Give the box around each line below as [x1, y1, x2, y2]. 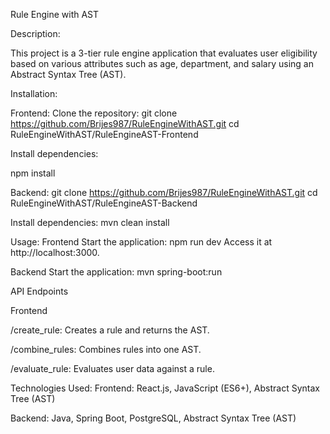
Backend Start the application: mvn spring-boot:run [10, 266, 223, 278]
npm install [10, 167, 56, 179]
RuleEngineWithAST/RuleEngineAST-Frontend [10, 129, 199, 140]
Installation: [10, 88, 58, 99]
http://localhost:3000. [10, 247, 100, 258]
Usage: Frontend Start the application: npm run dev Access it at [10, 236, 273, 248]
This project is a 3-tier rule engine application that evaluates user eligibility [10, 47, 318, 59]
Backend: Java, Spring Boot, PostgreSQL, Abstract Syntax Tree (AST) [10, 412, 297, 424]
